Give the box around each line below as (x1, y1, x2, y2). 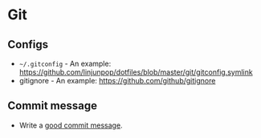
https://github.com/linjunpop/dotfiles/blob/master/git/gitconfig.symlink (18, 67, 254, 77)
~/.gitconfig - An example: (18, 59, 112, 68)
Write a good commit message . (18, 120, 123, 130)
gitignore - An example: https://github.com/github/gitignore (18, 76, 216, 85)
